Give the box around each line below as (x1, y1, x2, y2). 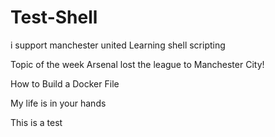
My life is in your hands (10, 97, 107, 109)
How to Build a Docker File (10, 77, 120, 90)
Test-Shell (10, 6, 98, 29)
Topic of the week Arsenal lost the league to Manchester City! (10, 58, 265, 70)
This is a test (10, 116, 63, 128)
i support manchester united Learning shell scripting (10, 39, 226, 51)
